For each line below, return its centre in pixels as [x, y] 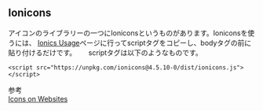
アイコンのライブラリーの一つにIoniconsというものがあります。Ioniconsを [128, 33]
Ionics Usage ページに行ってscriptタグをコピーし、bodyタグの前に [144, 43]
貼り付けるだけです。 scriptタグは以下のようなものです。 [105, 52]
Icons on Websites [38, 98]
